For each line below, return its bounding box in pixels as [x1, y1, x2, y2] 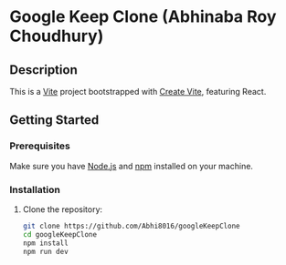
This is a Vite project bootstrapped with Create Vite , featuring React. [9, 87, 267, 97]
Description [9, 62, 78, 77]
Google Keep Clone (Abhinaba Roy [9, 6, 277, 27]
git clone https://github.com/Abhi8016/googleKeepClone [22, 221, 240, 230]
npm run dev [22, 247, 69, 256]
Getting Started [9, 112, 100, 128]
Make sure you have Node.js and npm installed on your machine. [9, 160, 254, 171]
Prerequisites [9, 139, 70, 152]
